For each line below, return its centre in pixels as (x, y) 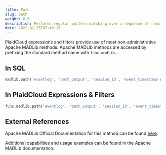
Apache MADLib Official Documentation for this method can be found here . (82, 133)
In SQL (15, 68)
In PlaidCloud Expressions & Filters (60, 95)
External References (37, 121)
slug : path (16, 14)
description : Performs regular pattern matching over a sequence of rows (83, 23)
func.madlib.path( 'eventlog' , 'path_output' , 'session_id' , (68, 106)
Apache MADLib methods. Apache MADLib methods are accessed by (76, 47)
